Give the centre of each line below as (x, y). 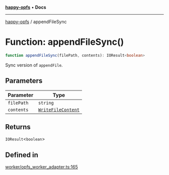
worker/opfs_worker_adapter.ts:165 (41, 167)
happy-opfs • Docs (26, 7)
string (46, 103)
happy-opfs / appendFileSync (36, 22)
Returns (18, 127)
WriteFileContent (59, 110)
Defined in (22, 155)
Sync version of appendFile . (34, 65)
